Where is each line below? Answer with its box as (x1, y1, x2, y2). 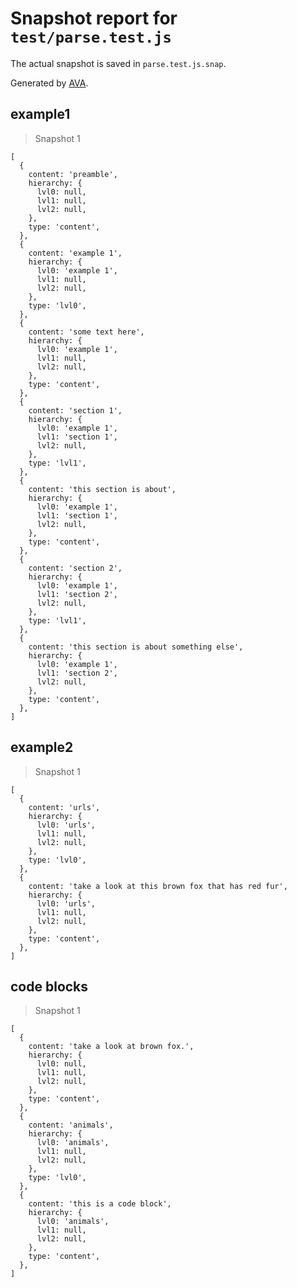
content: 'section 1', (28, 405, 123, 416)
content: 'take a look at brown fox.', (28, 1042, 195, 1052)
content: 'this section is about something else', (28, 642, 244, 652)
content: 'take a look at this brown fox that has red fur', (28, 881, 288, 891)
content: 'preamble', (28, 169, 118, 179)
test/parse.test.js (10, 28, 172, 47)
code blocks (10, 978, 89, 995)
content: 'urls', (28, 802, 101, 812)
